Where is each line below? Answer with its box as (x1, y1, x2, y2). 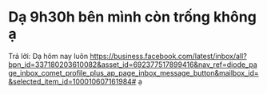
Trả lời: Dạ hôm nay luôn (8, 51, 89, 61)
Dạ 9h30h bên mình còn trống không (8, 8, 257, 26)
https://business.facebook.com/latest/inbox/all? (90, 51, 248, 61)
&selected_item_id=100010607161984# (8, 76, 137, 86)
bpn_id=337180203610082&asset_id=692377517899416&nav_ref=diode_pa (8, 60, 257, 69)
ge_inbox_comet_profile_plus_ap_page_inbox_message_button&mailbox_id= (8, 68, 259, 77)
